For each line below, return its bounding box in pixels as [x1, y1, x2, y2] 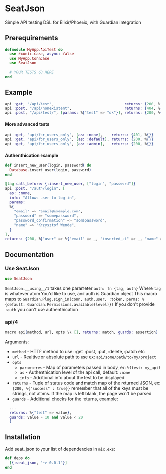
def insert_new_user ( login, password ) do [5, 163, 92, 168]
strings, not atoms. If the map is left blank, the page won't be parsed [12, 391, 152, 397]
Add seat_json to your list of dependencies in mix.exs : [5, 446, 115, 452]
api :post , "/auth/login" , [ [5, 186, 65, 191]
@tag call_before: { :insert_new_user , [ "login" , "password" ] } [5, 181, 136, 186]
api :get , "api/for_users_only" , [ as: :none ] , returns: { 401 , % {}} [5, 132, 154, 137]
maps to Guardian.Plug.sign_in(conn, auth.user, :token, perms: [5, 296, 140, 302]
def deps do [5, 456, 30, 461]
